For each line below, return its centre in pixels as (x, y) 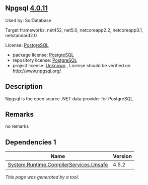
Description (24, 86)
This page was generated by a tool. (42, 177)
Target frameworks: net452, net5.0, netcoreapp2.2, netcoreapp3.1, (74, 30)
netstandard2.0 (21, 35)
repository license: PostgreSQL (45, 60)
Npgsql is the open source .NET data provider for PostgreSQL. (70, 99)
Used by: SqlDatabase (28, 20)
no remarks (17, 126)
